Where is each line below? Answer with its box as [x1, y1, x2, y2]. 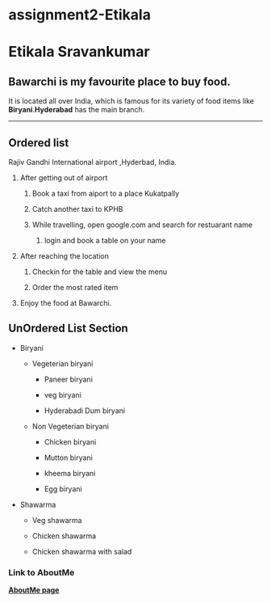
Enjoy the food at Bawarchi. [19, 298, 112, 308]
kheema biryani [44, 468, 96, 478]
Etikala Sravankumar [8, 43, 151, 61]
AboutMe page [8, 585, 60, 595]
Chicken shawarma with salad [31, 546, 132, 556]
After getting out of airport [19, 173, 108, 183]
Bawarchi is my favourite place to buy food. [8, 74, 231, 88]
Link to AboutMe [8, 567, 75, 578]
